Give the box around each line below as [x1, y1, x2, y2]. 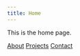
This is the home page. [7, 28, 72, 36]
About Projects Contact [7, 41, 73, 49]
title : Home [7, 9, 41, 17]
